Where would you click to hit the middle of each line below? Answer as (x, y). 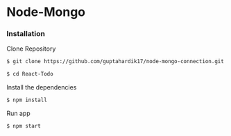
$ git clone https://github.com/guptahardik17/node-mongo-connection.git (115, 62)
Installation (26, 34)
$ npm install (27, 100)
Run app (18, 113)
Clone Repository (31, 49)
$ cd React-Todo (30, 74)
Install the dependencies (42, 87)
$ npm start (24, 126)
